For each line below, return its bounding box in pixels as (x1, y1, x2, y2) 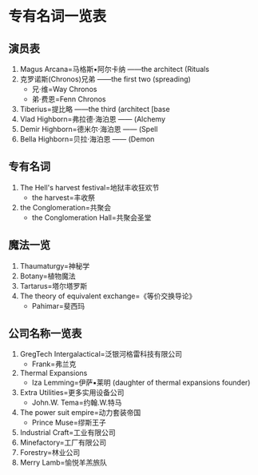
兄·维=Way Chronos (31, 85, 97, 94)
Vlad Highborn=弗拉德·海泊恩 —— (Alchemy (19, 114, 166, 124)
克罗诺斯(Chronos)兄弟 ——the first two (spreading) (19, 74, 192, 84)
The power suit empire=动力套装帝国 (19, 408, 141, 417)
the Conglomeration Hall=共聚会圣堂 (31, 213, 152, 222)
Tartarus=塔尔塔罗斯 (19, 281, 88, 290)
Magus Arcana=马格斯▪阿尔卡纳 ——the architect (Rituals (19, 65, 210, 74)
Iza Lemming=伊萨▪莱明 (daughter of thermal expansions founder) (31, 377, 251, 388)
